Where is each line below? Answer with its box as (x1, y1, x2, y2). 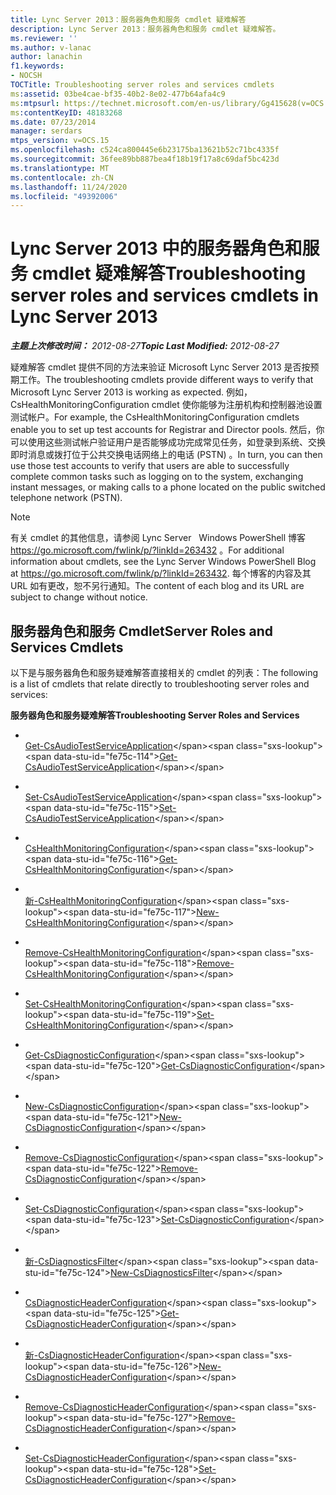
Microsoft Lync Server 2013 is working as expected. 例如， (10, 386, 253, 398)
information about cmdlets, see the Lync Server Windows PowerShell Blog (10, 556, 317, 568)
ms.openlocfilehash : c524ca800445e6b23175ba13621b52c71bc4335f (10, 145, 280, 155)
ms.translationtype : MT (10, 163, 110, 173)
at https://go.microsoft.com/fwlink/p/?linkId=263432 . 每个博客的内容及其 (10, 567, 312, 580)
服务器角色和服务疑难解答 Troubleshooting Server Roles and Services (10, 709, 300, 721)
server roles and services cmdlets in (10, 284, 320, 307)
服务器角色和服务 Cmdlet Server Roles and (10, 622, 274, 640)
